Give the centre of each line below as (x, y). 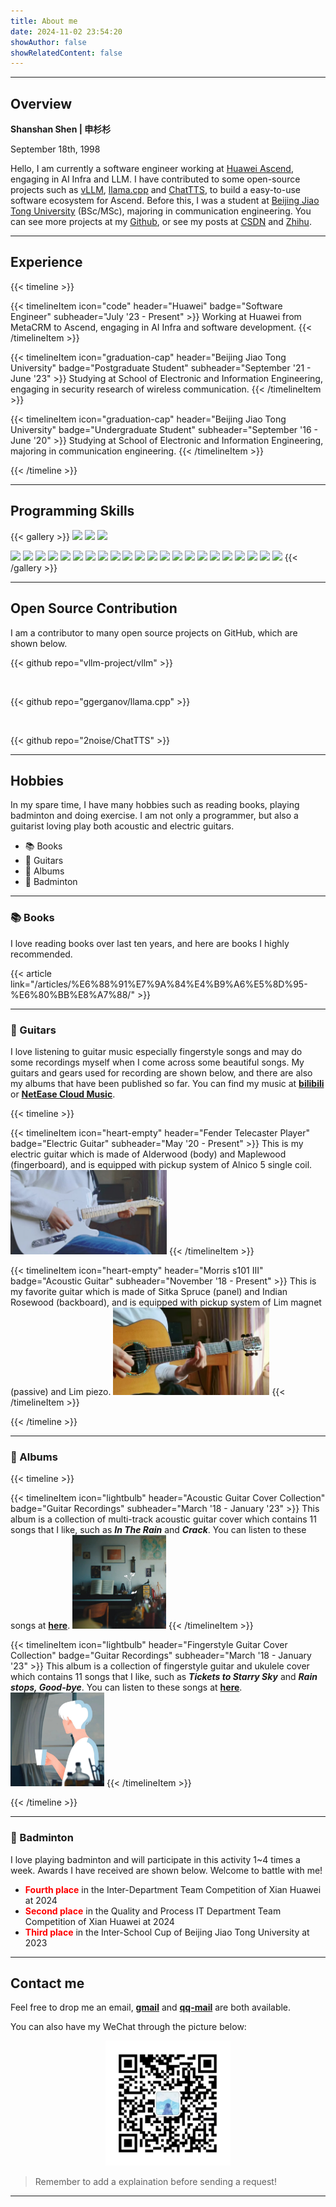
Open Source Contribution (94, 608)
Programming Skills (72, 511)
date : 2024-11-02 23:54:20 (66, 31)
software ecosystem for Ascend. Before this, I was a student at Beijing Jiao (165, 201)
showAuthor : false (48, 42)
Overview (41, 103)
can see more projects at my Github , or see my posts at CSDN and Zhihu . (161, 222)
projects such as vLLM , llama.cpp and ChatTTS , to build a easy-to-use (155, 190)
